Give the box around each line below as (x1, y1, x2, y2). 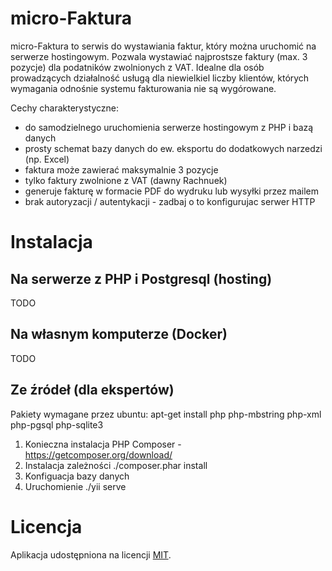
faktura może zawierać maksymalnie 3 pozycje (24, 163, 219, 176)
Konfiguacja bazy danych (24, 470, 130, 482)
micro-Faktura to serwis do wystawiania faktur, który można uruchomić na (10, 40, 317, 52)
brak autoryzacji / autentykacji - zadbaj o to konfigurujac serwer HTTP (24, 195, 316, 207)
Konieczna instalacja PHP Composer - (24, 438, 182, 450)
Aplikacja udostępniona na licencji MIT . (10, 548, 172, 561)
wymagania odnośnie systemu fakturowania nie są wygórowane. (10, 82, 277, 94)
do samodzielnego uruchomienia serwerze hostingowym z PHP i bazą (24, 121, 314, 133)
